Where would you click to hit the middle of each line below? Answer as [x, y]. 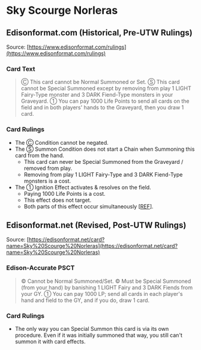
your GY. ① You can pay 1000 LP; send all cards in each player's [102, 294]
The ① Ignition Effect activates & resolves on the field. [83, 187]
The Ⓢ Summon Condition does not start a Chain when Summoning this [105, 149]
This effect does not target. [58, 200]
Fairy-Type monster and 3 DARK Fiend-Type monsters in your [97, 95]
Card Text [21, 68]
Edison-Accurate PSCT [40, 268]
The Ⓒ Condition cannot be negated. [62, 142]
